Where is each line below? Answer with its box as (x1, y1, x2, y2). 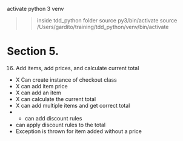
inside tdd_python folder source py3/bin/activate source (36, 17, 178, 24)
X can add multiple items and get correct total (15, 102, 130, 109)
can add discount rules (24, 114, 82, 122)
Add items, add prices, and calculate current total (15, 64, 139, 71)
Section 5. (7, 45, 59, 58)
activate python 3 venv (7, 5, 64, 12)
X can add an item (15, 89, 61, 96)
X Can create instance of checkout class (15, 76, 117, 84)
